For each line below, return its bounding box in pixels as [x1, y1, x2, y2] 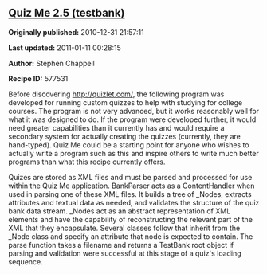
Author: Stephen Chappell [8, 58, 96, 68]
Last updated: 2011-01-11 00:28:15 [8, 43, 122, 53]
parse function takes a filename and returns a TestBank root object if [8, 240, 234, 249]
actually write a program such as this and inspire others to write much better [8, 148, 259, 158]
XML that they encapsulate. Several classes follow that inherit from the [8, 223, 241, 233]
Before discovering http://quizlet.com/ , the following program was [8, 89, 225, 99]
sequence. [8, 256, 44, 266]
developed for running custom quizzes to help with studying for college [8, 97, 243, 107]
